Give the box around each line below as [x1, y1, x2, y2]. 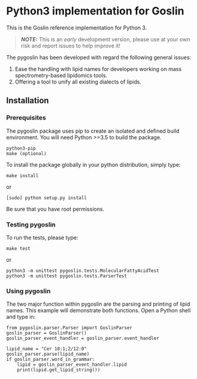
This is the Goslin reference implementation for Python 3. [6, 24, 147, 31]
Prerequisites [6, 114, 46, 122]
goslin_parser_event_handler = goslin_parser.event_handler [6, 335, 160, 342]
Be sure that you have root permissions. [6, 205, 105, 213]
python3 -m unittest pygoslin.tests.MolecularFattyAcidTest [6, 267, 160, 274]
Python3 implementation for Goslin [6, 4, 184, 18]
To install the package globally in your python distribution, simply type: [6, 161, 181, 168]
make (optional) [6, 150, 47, 157]
